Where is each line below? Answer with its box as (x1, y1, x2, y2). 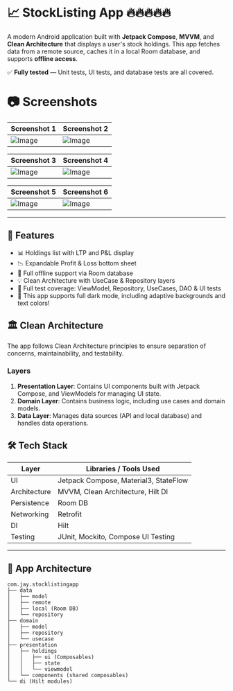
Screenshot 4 (62, 155, 109, 165)
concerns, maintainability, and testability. (7, 349, 124, 357)
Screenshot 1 (10, 123, 57, 133)
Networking (10, 509, 49, 519)
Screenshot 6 (62, 187, 109, 197)
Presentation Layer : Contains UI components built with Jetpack (17, 382, 200, 390)
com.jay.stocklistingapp (7, 581, 79, 588)
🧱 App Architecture (7, 563, 92, 575)
